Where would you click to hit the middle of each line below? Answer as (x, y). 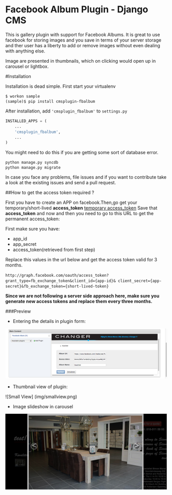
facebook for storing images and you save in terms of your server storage (83, 40)
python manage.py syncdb (32, 163)
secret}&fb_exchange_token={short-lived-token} (57, 287)
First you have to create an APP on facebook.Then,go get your (71, 203)
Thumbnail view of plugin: (40, 387)
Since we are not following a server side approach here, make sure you (82, 296)
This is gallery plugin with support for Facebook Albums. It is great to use (83, 34)
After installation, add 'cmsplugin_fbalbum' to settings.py (66, 111)
